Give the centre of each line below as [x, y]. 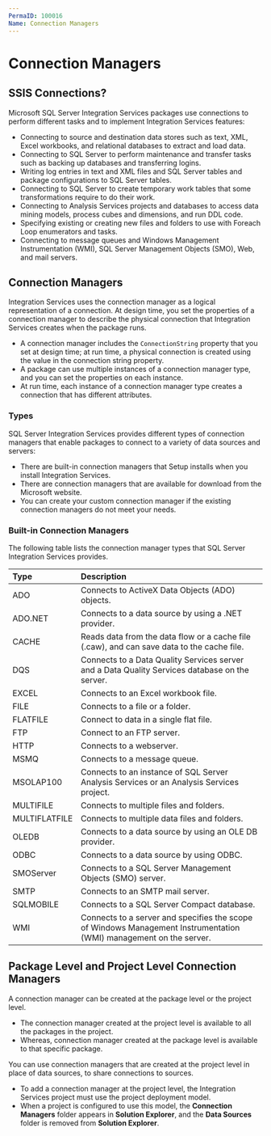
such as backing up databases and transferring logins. [110, 163]
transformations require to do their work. [88, 197]
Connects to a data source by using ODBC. [161, 855]
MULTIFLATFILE [43, 818]
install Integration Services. [65, 475]
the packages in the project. [67, 1031]
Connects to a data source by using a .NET [161, 613]
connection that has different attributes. [86, 395]
